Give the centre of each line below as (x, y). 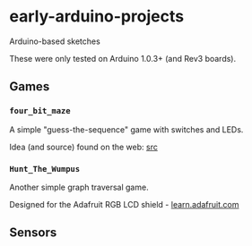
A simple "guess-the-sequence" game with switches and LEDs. (126, 129)
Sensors (33, 233)
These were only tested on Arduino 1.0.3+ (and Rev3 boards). (123, 58)
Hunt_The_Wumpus (45, 169)
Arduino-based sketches (55, 41)
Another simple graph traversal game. (79, 187)
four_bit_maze (40, 111)
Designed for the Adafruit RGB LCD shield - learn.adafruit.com (124, 204)
